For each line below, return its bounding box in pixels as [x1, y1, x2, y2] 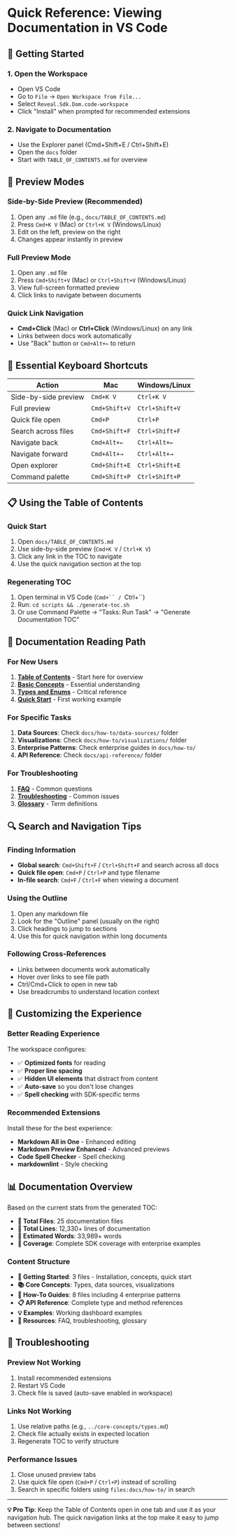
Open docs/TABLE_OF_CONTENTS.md [17, 537, 114, 545]
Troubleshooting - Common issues [17, 791, 120, 800]
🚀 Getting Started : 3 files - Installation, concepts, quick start [17, 1272, 192, 1281]
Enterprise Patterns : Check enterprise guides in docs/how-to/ [17, 744, 197, 752]
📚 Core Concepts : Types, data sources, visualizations [17, 1280, 175, 1289]
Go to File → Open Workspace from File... [17, 92, 142, 100]
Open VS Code [17, 84, 61, 93]
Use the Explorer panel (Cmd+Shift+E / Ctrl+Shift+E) [17, 140, 169, 149]
